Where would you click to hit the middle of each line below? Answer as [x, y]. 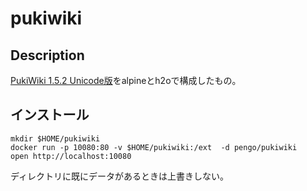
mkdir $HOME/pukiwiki [55, 138]
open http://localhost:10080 [71, 156]
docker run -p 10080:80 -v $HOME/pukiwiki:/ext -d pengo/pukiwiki [154, 147]
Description [47, 55]
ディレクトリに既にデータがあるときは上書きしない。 [120, 176]
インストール [50, 115]
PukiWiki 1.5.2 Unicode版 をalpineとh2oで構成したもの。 [126, 80]
